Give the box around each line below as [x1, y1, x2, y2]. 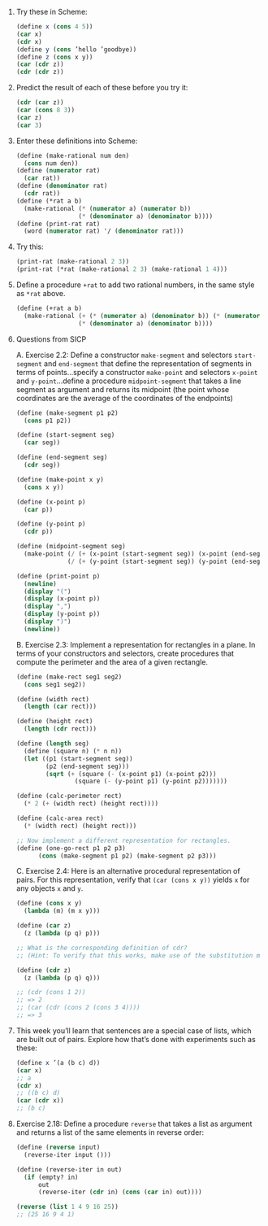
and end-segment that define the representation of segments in [43, 358, 252, 369]
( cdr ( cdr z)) [15, 68, 64, 76]
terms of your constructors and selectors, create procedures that [15, 648, 234, 658]
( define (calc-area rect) [15, 814, 104, 822]
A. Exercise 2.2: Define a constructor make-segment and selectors [15, 350, 233, 360]
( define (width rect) [15, 695, 89, 703]
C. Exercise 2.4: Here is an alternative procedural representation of [15, 866, 241, 876]
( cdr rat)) [24, 190, 61, 198]
